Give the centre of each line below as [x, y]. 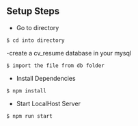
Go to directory [38, 27]
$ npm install [27, 91]
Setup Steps [33, 11]
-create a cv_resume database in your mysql [69, 53]
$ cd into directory [36, 40]
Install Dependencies [46, 78]
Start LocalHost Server [49, 103]
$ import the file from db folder [56, 65]
